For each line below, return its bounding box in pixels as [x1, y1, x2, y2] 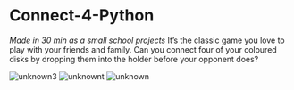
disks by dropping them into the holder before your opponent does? [9, 53, 259, 64]
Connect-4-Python [9, 5, 155, 26]
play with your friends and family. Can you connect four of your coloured [9, 44, 277, 54]
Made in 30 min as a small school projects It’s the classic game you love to [9, 35, 285, 45]
